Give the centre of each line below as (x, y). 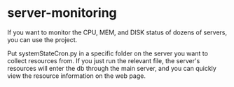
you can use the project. (42, 39)
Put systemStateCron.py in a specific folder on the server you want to (108, 53)
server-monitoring (62, 13)
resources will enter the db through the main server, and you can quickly (112, 68)
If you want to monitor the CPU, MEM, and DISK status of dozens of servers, (117, 32)
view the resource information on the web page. (76, 76)
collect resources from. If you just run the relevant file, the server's (104, 60)
